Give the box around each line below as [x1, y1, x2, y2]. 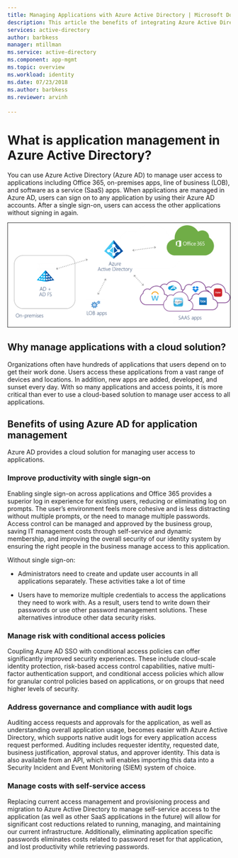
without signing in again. [7, 209, 79, 217]
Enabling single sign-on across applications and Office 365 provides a [7, 489, 212, 498]
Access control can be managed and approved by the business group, [7, 519, 212, 527]
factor [7, 670, 25, 678]
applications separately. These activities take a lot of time [17, 577, 186, 585]
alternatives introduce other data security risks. [17, 613, 157, 622]
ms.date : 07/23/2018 [7, 79, 69, 86]
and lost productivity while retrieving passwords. [7, 842, 150, 851]
